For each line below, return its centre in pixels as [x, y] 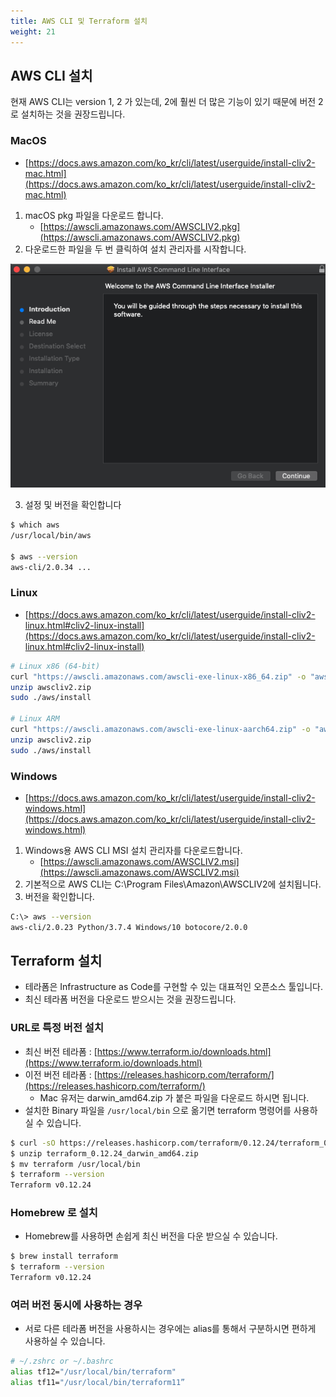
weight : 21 [33, 31]
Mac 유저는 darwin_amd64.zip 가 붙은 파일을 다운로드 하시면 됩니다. [174, 1097]
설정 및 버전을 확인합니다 [73, 505]
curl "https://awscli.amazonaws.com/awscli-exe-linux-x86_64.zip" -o [158, 676]
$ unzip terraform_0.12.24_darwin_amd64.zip [104, 1153]
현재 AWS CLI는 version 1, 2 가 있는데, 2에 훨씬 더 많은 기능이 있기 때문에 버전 [163, 102]
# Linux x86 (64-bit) [55, 666]
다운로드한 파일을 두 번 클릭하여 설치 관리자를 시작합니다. [135, 249]
